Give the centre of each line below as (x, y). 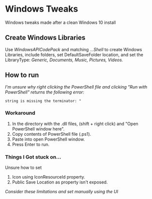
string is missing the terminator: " (43, 101)
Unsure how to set (24, 168)
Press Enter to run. (31, 144)
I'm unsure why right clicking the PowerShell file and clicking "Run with (76, 87)
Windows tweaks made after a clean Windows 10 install (60, 22)
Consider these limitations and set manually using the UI (62, 192)
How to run (22, 75)
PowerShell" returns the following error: (45, 92)
